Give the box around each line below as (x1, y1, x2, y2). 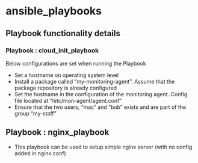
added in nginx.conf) (14, 149, 67, 157)
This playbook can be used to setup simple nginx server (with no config (14, 143, 193, 150)
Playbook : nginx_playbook (5, 128, 110, 138)
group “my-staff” (14, 109, 57, 117)
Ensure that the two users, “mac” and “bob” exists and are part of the (14, 103, 187, 111)
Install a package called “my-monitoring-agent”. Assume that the (14, 78, 175, 85)
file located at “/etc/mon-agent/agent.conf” (14, 97, 122, 104)
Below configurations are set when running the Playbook (5, 60, 146, 67)
